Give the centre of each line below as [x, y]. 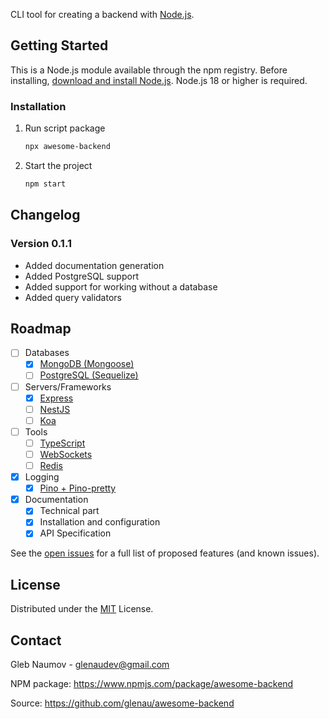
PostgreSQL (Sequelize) [89, 375]
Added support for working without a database [121, 286]
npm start [45, 184]
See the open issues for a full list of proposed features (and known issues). [165, 553]
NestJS [55, 409]
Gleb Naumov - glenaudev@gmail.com [90, 665]
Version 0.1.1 [41, 244]
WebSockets [66, 454]
